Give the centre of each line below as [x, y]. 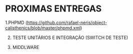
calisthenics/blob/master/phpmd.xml [43, 27]
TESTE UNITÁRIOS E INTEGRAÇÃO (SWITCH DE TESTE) [70, 37]
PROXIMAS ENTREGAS [53, 9]
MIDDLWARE [26, 47]
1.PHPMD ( [16, 22]
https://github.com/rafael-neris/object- [67, 22]
